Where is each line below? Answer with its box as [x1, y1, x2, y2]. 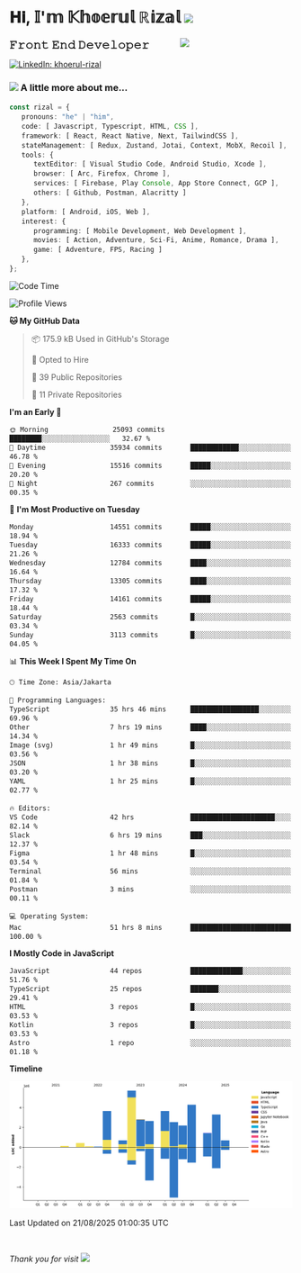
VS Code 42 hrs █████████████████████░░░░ [9, 812, 292, 822]
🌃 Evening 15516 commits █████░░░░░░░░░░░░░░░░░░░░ [9, 461, 292, 470]
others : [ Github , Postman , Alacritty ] [32, 188, 187, 198]
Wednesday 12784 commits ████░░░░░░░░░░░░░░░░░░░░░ [9, 558, 292, 567]
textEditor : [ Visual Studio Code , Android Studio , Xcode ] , [32, 159, 268, 169]
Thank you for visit [9, 1253, 79, 1264]
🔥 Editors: [9, 803, 51, 813]
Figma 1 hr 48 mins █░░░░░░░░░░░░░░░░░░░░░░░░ [9, 848, 292, 858]
